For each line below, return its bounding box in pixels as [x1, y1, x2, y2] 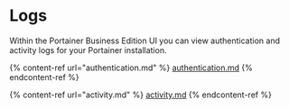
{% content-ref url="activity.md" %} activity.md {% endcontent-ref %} [9, 89, 273, 100]
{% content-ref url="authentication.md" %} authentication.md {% [9, 62, 253, 73]
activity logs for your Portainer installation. [9, 44, 167, 55]
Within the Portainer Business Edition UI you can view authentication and [9, 35, 280, 46]
